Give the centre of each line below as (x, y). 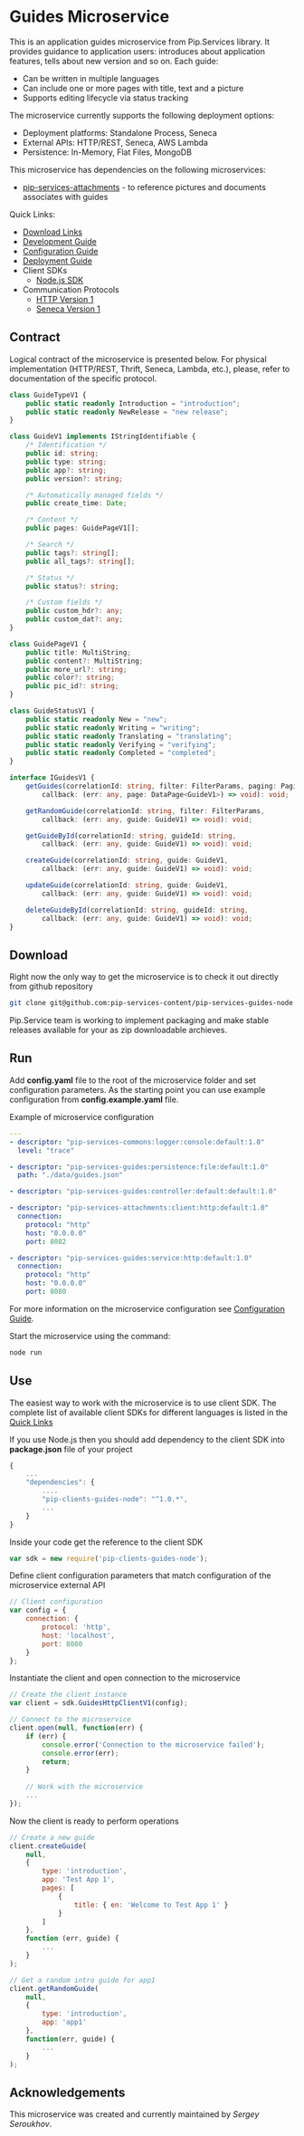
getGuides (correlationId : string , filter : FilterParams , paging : (152, 786)
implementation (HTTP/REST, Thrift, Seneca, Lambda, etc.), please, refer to (150, 369)
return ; (56, 1762)
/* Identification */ (66, 445)
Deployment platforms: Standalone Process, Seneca (119, 132)
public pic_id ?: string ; (72, 686)
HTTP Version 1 (65, 299)
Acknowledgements (67, 2092)
